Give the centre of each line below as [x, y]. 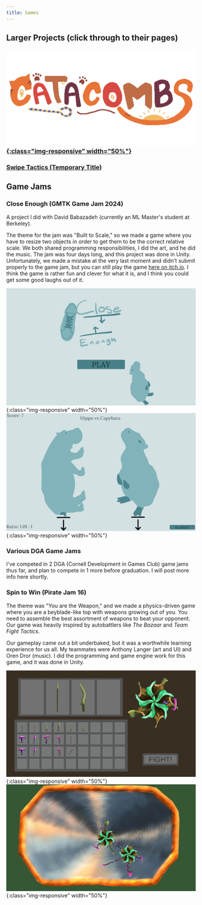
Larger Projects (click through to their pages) [92, 38]
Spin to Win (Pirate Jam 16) [47, 592]
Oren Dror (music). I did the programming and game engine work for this [96, 655]
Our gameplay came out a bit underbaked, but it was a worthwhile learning [99, 643]
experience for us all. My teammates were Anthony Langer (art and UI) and [99, 649]
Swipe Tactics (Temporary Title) [54, 167]
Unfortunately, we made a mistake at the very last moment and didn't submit [101, 260]
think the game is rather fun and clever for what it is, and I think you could [98, 273]
